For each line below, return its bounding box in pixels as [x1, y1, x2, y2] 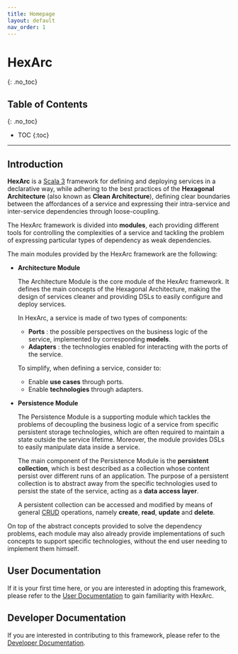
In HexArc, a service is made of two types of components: [17, 313, 188, 322]
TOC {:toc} [17, 131, 50, 139]
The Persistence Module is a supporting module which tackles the [17, 413, 211, 421]
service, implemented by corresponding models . [28, 334, 171, 343]
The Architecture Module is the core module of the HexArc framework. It [17, 277, 229, 285]
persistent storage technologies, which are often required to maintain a [17, 427, 225, 436]
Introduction [7, 158, 64, 170]
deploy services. [17, 300, 67, 308]
